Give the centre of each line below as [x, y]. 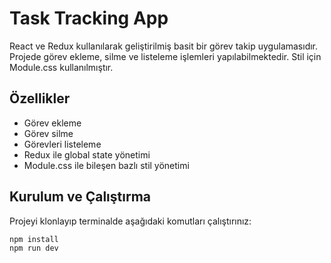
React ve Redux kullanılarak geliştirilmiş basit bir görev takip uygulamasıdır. [164, 46]
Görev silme [48, 133]
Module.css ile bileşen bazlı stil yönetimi [106, 165]
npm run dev [34, 248]
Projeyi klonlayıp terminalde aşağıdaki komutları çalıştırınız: [130, 221]
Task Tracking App [89, 18]
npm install [34, 239]
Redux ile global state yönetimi [87, 154]
